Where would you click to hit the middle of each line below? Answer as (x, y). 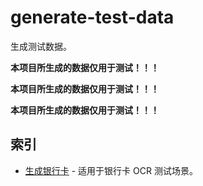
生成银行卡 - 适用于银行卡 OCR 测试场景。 (111, 170)
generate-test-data (92, 17)
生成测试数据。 (41, 46)
